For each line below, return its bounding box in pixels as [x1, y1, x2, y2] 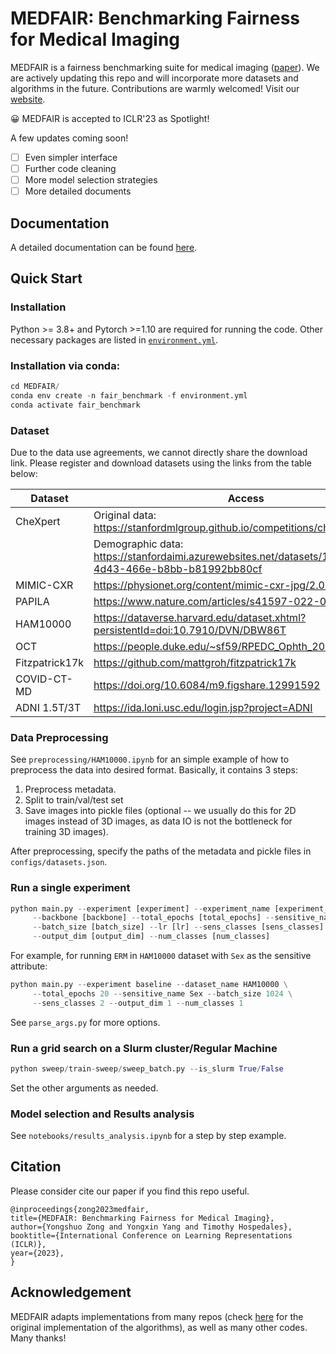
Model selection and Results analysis [10, 1107, 195, 1121]
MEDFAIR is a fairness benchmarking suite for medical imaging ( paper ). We [10, 61, 320, 73]
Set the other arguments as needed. [10, 1082, 159, 1094]
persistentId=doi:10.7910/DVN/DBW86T [93, 623, 287, 637]
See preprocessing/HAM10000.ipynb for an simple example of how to [10, 753, 290, 766]
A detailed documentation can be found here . [10, 242, 198, 253]
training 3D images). [24, 826, 109, 838]
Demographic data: [93, 537, 184, 551]
